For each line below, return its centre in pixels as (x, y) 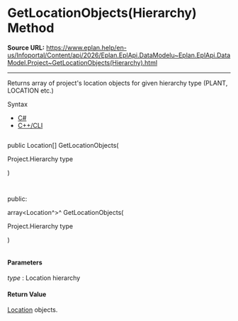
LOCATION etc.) (31, 91)
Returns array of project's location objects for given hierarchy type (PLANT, (118, 83)
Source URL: (26, 47)
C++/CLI (30, 125)
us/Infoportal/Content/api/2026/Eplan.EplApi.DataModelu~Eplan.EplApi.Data (119, 55)
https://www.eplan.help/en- (86, 47)
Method (31, 28)
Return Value (27, 294)
